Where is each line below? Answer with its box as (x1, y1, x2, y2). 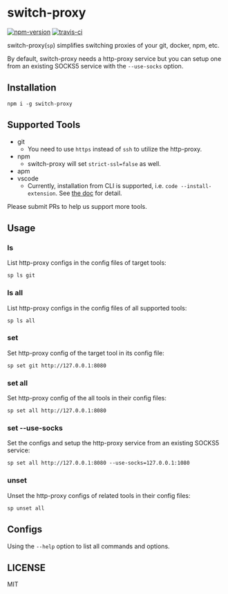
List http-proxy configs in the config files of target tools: (7, 259, 167, 267)
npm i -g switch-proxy (7, 100, 73, 107)
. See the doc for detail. (55, 189, 122, 197)
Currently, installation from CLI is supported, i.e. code (27, 181, 178, 189)
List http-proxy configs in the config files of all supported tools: (7, 304, 187, 312)
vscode (17, 174, 39, 183)
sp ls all (7, 317, 36, 324)
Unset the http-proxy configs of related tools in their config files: (7, 491, 191, 499)
